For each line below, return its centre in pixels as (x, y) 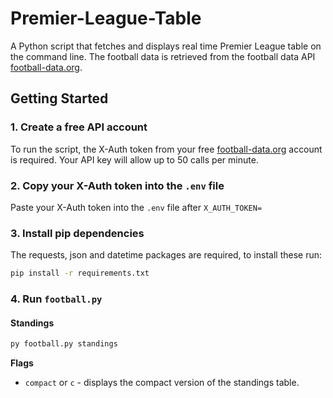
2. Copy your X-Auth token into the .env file (117, 185)
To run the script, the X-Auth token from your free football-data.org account (166, 149)
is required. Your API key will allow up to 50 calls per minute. (134, 159)
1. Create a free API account (79, 127)
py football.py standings (64, 344)
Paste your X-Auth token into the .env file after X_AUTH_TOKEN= (136, 207)
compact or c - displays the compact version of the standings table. (162, 383)
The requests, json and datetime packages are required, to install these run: (166, 255)
